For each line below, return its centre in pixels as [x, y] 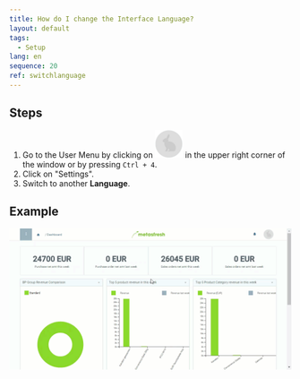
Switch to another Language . [76, 183]
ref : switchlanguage [48, 76]
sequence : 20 [34, 66]
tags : [19, 38]
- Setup [32, 47]
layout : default [39, 28]
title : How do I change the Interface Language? [102, 19]
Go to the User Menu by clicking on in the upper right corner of [154, 155]
